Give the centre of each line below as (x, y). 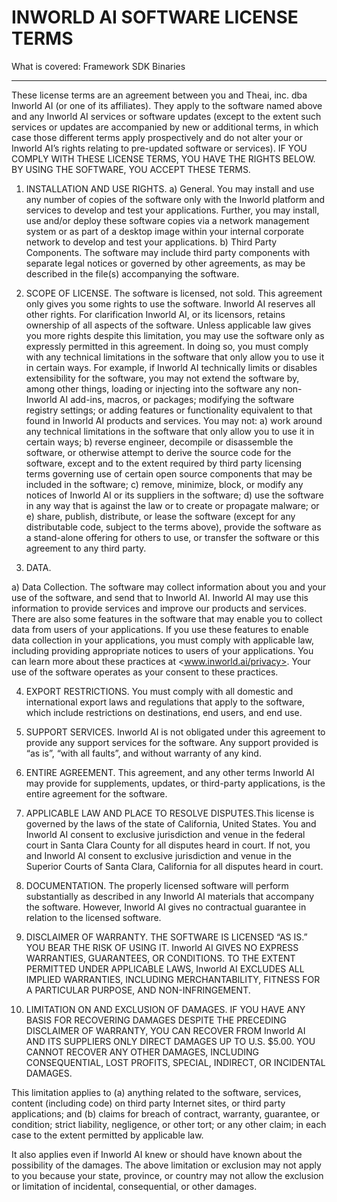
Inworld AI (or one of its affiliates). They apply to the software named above (167, 105)
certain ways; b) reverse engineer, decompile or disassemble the (159, 442)
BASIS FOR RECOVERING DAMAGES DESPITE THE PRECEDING (156, 1020)
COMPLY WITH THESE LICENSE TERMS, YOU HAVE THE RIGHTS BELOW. (163, 158)
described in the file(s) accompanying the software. (132, 273)
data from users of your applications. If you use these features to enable (160, 629)
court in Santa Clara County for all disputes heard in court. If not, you (168, 845)
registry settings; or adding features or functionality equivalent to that (169, 410)
